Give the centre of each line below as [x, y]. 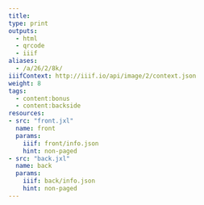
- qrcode [30, 46]
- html [27, 38]
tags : [17, 91]
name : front [36, 128]
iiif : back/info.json [59, 181]
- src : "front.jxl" [41, 121]
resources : [27, 114]
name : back [34, 166]
